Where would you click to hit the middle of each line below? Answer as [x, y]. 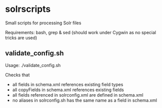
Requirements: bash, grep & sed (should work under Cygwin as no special [81, 32]
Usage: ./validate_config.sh [33, 65]
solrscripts [28, 9]
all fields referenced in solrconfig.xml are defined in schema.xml [78, 95]
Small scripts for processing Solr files [43, 23]
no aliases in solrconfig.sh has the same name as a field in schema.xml [85, 100]
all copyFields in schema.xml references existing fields [68, 90]
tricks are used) [21, 38]
